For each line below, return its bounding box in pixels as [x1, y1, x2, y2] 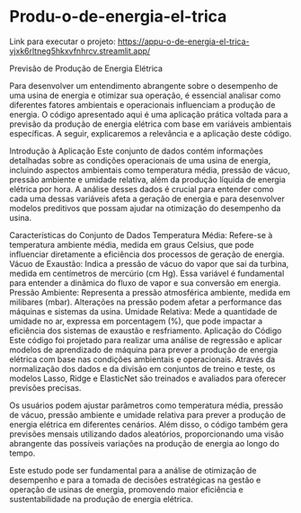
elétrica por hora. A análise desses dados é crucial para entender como [9, 183, 274, 194]
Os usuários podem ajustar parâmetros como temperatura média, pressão [9, 400, 284, 411]
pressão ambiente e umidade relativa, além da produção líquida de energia [9, 173, 286, 185]
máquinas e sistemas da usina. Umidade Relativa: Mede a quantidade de [9, 305, 278, 316]
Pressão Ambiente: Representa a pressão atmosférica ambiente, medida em [9, 287, 291, 297]
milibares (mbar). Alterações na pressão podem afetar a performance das [9, 296, 282, 307]
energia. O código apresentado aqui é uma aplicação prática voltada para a [9, 109, 288, 119]
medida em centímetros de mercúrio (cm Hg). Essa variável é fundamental [9, 268, 285, 279]
